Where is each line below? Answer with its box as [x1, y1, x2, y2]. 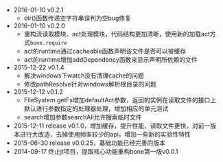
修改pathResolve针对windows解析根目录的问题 [23, 80, 156, 88]
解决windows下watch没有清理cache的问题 [23, 71, 144, 80]
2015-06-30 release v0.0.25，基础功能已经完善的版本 [13, 139, 166, 147]
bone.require [30, 40, 67, 47]
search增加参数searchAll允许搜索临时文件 [23, 113, 142, 121]
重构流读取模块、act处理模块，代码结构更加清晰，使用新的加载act [23, 30, 211, 38]
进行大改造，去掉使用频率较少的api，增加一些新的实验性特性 [19, 130, 191, 138]
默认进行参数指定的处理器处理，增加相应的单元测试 [23, 104, 169, 113]
